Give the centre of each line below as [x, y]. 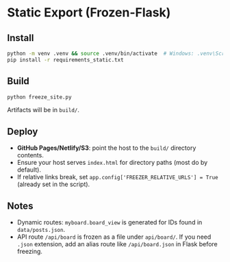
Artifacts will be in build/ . [43, 110]
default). [29, 170]
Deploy [23, 131]
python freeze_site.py [39, 97]
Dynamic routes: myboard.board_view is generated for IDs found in [110, 222]
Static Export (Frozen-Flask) [89, 13]
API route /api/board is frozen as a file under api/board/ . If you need [114, 237]
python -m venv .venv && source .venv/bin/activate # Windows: [101, 53]
